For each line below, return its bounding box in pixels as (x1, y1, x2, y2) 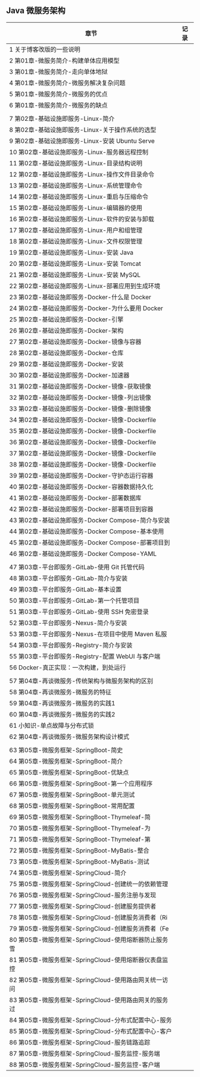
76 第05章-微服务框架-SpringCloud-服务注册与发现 (9, 891, 157, 899)
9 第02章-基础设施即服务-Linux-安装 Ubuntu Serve (9, 136, 155, 145)
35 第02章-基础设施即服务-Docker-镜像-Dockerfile (9, 427, 157, 435)
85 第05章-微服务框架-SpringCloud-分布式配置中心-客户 (9, 1027, 173, 1035)
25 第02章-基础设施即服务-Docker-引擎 (9, 315, 124, 323)
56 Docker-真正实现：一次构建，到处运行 (9, 663, 126, 671)
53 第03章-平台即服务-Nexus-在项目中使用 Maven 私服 (9, 630, 167, 638)
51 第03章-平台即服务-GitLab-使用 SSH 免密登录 (9, 608, 149, 616)
